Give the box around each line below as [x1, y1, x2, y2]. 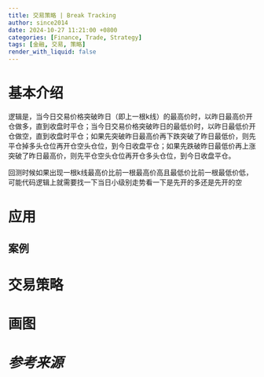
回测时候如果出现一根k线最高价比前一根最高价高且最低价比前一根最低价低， [8, 167, 253, 177]
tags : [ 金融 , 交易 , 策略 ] [8, 41, 86, 49]
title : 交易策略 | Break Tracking [8, 11, 116, 20]
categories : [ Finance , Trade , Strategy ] [8, 33, 143, 42]
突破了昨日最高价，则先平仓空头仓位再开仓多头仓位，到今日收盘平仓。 [8, 151, 236, 160]
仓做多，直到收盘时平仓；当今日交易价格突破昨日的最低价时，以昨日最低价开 [8, 121, 256, 130]
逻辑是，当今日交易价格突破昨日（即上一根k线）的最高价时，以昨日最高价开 [8, 112, 253, 121]
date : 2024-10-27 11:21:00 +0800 [8, 26, 118, 34]
